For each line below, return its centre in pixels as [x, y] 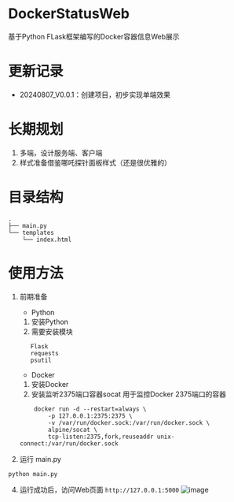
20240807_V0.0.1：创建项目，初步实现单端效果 [95, 95]
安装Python [50, 322]
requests [44, 353]
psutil [41, 360]
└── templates [31, 232]
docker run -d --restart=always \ [90, 409]
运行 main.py [40, 459]
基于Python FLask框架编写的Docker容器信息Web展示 [94, 36]
